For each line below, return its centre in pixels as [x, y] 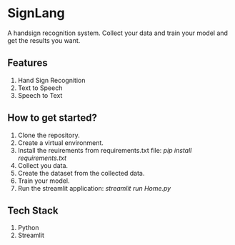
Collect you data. [43, 165]
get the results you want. [44, 40]
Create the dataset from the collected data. [81, 173]
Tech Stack [33, 210]
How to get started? [52, 118]
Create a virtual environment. [60, 142]
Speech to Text [40, 95]
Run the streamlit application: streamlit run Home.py [94, 188]
